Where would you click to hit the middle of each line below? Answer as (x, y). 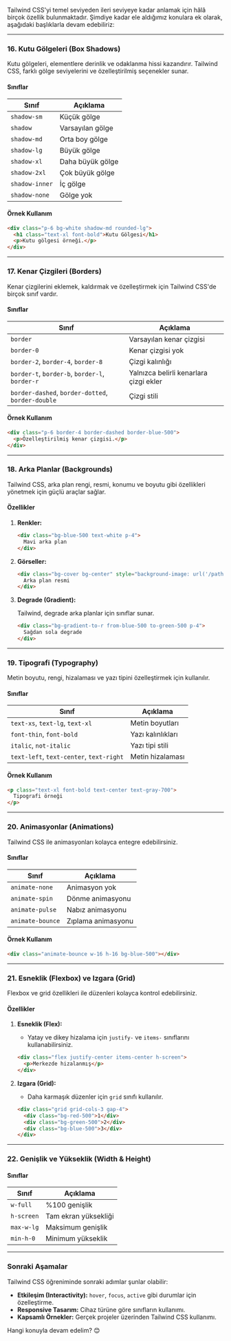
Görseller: (32, 561)
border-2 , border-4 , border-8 (57, 361)
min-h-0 (23, 1239)
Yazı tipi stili (149, 746)
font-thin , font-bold (44, 735)
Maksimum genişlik (77, 1227)
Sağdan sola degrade (53, 633)
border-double (34, 400)
